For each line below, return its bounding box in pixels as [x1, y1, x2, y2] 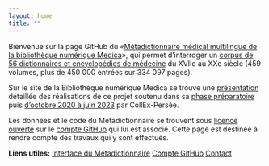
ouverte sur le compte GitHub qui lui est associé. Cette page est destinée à [8, 124, 258, 134]
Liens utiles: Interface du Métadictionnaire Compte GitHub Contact [8, 148, 233, 158]
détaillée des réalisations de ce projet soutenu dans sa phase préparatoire [8, 91, 255, 101]
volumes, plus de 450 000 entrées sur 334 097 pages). [8, 67, 193, 77]
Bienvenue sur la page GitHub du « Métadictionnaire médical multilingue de [8, 41, 258, 51]
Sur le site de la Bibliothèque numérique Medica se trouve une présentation [8, 82, 259, 93]
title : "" [8, 19, 42, 27]
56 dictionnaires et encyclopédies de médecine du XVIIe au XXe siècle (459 [8, 58, 261, 68]
